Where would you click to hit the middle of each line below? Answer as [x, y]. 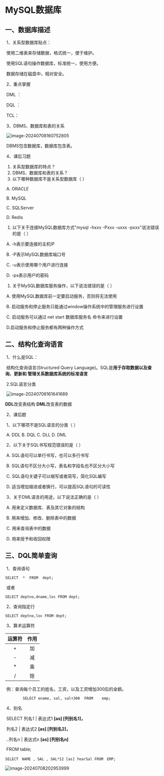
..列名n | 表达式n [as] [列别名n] [37, 739]
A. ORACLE [18, 189]
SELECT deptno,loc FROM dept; [36, 616]
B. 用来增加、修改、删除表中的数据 [41, 518]
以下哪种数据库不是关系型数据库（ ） [49, 179]
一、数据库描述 [28, 30]
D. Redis [14, 217]
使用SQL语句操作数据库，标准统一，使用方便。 [54, 63]
